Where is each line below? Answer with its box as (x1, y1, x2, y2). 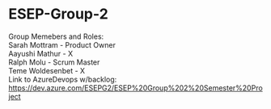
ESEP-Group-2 (8, 5, 109, 23)
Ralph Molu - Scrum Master (8, 57, 100, 67)
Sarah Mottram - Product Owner (8, 40, 116, 49)
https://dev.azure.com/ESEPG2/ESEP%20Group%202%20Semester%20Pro (8, 82, 263, 93)
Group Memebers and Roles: (8, 31, 104, 41)
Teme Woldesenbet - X (8, 65, 86, 75)
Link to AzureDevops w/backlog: (8, 74, 117, 84)
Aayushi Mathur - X (8, 48, 74, 58)
